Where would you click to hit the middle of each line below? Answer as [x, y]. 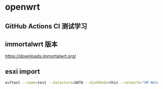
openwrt [23, 7]
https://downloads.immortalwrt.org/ [41, 56]
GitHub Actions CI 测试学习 [46, 26]
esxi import [23, 71]
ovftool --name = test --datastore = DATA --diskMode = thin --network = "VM [77, 83]
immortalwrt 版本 [32, 44]
